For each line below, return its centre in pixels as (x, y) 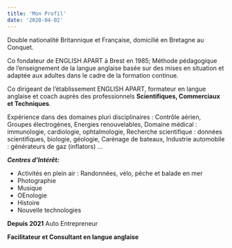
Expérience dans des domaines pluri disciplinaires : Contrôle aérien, (104, 117)
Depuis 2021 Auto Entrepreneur (53, 223)
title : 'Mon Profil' (37, 14)
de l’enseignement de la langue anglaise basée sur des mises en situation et (116, 68)
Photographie (37, 180)
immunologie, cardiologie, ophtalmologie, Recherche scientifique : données (115, 132)
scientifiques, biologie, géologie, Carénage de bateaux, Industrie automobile (116, 139)
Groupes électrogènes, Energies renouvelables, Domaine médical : (102, 124)
